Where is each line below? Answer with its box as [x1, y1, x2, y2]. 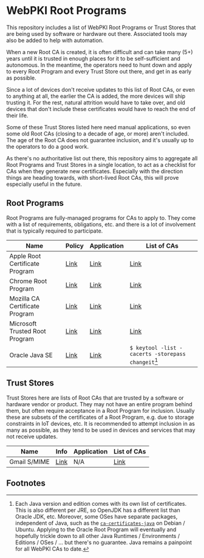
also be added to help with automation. [6, 36, 104, 44]
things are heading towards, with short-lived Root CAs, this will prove [6, 174, 179, 181]
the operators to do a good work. [6, 143, 89, 150]
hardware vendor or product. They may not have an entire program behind [6, 400, 192, 407]
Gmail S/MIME [9, 457, 50, 466]
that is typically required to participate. [6, 227, 103, 234]
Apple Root [9, 251, 41, 260]
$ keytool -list [129, 344, 177, 351]
